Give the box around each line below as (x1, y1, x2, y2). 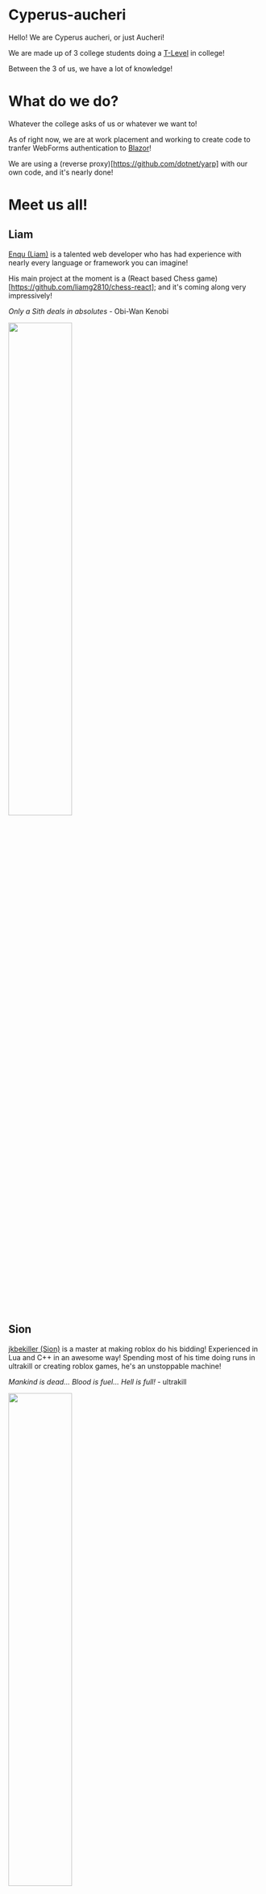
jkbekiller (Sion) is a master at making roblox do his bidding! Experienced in (8, 1344, 259, 1354)
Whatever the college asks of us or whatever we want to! (8, 119, 197, 129)
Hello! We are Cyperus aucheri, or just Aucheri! (8, 32, 165, 42)
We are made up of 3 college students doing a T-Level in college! (8, 48, 225, 57)
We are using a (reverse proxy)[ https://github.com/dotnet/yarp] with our (8, 159, 248, 168)
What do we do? (8, 92, 119, 111)
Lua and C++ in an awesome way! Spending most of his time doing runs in (8, 1352, 256, 1362)
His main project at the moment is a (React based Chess (8, 273, 195, 283)
